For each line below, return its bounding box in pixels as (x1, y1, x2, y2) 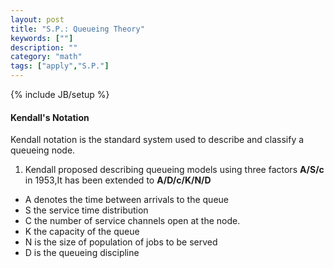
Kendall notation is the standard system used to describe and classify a (10, 134, 305, 146)
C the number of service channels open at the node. (24, 215, 241, 227)
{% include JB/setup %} (10, 89, 110, 100)
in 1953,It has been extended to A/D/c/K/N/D (24, 174, 212, 186)
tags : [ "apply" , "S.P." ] (10, 61, 110, 71)
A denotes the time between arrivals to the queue (24, 194, 229, 206)
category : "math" (10, 52, 83, 62)
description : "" (10, 42, 78, 53)
